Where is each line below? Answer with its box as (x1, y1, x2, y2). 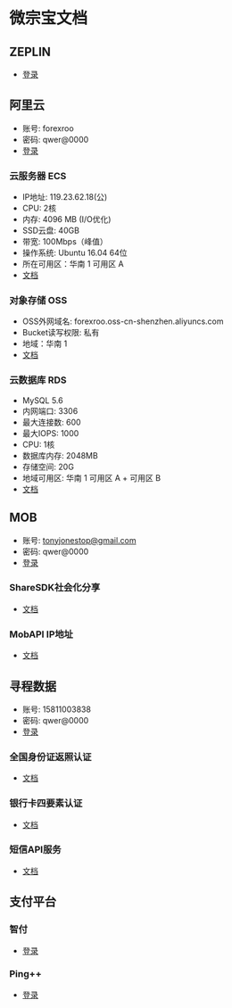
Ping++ (9, 968, 42, 980)
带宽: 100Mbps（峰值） (21, 236, 109, 247)
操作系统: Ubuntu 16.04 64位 (21, 247, 128, 259)
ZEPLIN (9, 44, 52, 59)
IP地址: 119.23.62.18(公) (21, 192, 108, 202)
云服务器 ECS (9, 169, 67, 182)
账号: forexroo (21, 122, 74, 134)
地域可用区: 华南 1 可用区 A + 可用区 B (21, 472, 162, 483)
